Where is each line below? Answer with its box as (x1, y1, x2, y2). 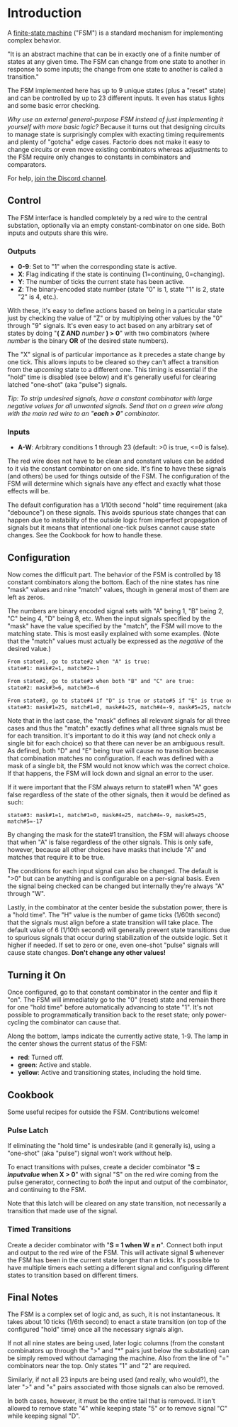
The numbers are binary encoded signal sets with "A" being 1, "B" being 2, (7, 607, 225, 616)
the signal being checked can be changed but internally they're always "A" (7, 882, 225, 890)
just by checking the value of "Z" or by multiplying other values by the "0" (7, 314, 223, 322)
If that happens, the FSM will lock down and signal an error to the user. (7, 769, 214, 778)
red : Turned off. (17, 1053, 64, 1062)
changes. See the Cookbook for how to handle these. (7, 531, 163, 540)
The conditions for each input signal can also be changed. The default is (7, 867, 219, 875)
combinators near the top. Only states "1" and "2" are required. (7, 1362, 191, 1370)
